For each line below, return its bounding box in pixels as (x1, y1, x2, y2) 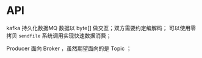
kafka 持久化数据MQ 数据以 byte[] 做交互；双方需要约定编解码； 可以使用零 (6, 24, 197, 31)
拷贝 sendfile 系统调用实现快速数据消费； (6, 31, 112, 39)
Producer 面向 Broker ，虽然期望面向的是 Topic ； (6, 45, 132, 52)
